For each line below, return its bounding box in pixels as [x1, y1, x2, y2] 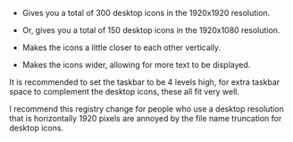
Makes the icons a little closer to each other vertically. [21, 42, 222, 53]
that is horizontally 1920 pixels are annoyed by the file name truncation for [9, 113, 282, 123]
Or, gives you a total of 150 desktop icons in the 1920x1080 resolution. [21, 25, 280, 35]
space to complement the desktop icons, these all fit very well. [9, 87, 239, 96]
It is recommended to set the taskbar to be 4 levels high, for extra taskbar [9, 77, 280, 88]
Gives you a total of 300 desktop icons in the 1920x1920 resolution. [21, 8, 271, 18]
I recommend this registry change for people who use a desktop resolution [9, 104, 284, 114]
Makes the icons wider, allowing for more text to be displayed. [21, 60, 251, 70]
